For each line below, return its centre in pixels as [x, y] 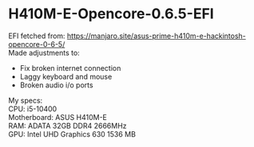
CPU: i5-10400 [33, 109]
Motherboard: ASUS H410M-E [58, 117]
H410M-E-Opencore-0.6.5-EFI [111, 14]
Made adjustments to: [44, 52]
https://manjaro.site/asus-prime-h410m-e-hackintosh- [156, 36]
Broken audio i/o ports [56, 85]
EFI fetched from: [37, 36]
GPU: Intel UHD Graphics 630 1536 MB [72, 134]
